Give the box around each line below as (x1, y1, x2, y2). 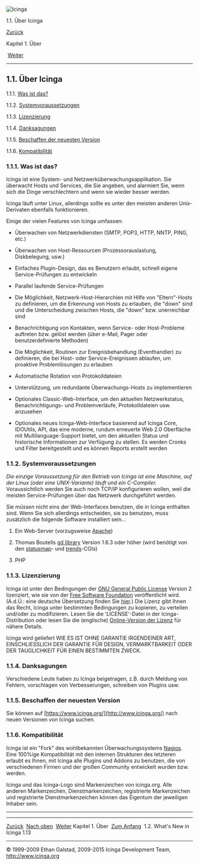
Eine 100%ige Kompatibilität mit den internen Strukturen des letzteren (6, 751, 176, 758)
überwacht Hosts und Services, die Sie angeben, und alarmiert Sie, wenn (6, 182, 185, 189)
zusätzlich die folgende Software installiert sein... (6, 516, 126, 523)
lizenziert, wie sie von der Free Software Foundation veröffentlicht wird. (6, 591, 181, 598)
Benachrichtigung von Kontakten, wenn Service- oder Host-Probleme (14, 324, 185, 331)
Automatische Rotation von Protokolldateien (14, 372, 122, 379)
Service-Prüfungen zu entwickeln (14, 271, 97, 278)
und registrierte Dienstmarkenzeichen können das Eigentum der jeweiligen (6, 793, 188, 800)
